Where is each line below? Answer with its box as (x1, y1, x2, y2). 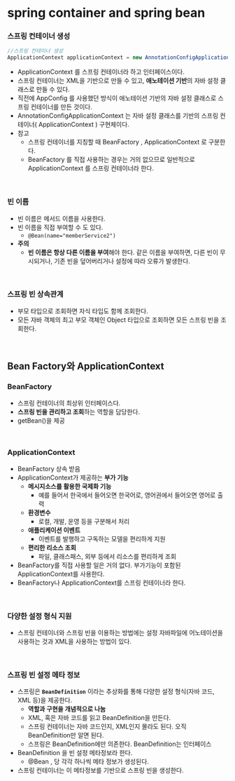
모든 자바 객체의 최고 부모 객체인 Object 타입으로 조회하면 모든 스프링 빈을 (17, 315, 220, 324)
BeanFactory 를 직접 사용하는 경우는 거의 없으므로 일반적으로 (27, 156, 196, 164)
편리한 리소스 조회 (27, 543, 77, 552)
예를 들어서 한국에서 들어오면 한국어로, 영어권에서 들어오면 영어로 (38, 491, 216, 499)
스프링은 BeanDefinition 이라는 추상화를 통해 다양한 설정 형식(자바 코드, (17, 687, 215, 695)
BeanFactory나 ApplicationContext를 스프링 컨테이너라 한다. (17, 578, 186, 587)
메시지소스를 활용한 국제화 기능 (27, 482, 112, 490)
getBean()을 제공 (17, 416, 65, 425)
